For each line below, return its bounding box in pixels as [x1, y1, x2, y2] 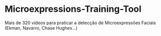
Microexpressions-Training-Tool [4, 3, 142, 15]
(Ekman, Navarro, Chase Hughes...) [4, 25, 78, 31]
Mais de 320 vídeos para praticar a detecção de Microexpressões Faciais [4, 20, 156, 26]
